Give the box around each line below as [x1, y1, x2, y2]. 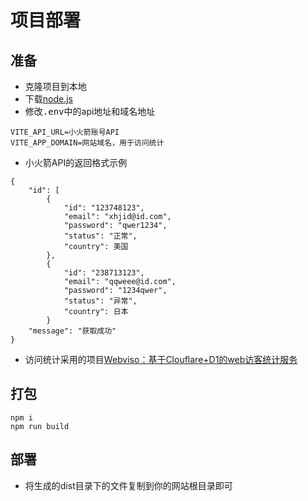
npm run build [10, 421, 70, 431]
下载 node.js [24, 93, 74, 105]
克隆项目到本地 [24, 81, 87, 92]
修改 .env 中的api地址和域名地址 [24, 106, 156, 117]
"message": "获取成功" [28, 326, 117, 336]
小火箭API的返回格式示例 [24, 157, 128, 168]
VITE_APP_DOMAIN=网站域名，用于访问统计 [10, 138, 165, 148]
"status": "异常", [63, 296, 138, 306]
